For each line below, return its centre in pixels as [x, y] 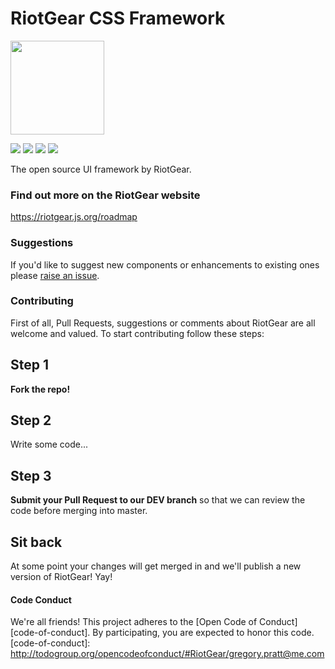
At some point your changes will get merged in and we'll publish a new [156, 566]
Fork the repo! [40, 389]
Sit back [36, 542]
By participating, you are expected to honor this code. [203, 633]
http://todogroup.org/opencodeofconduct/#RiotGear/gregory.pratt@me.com [167, 654]
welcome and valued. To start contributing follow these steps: [137, 333]
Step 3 [31, 475]
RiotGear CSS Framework [118, 18]
